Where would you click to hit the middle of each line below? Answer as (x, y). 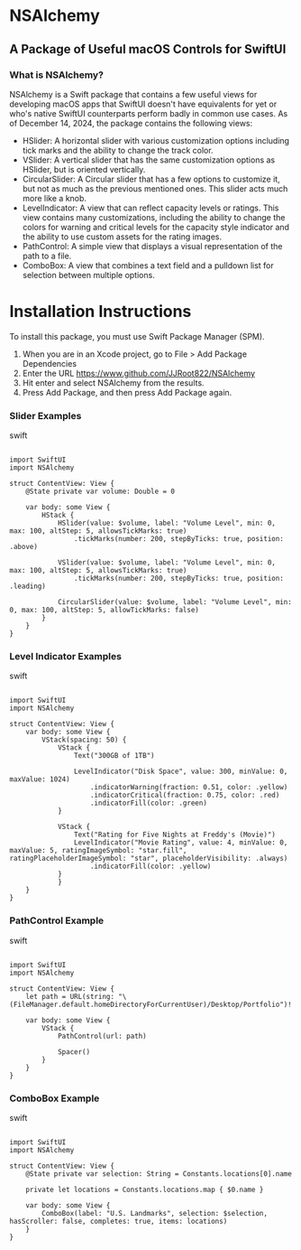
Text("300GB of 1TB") (114, 756)
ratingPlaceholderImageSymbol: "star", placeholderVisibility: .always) (149, 859)
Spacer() (74, 1052)
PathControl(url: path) (102, 1036)
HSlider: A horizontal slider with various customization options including (156, 140)
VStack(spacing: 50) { (84, 740)
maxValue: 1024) (40, 779)
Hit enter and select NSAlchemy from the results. (113, 382)
